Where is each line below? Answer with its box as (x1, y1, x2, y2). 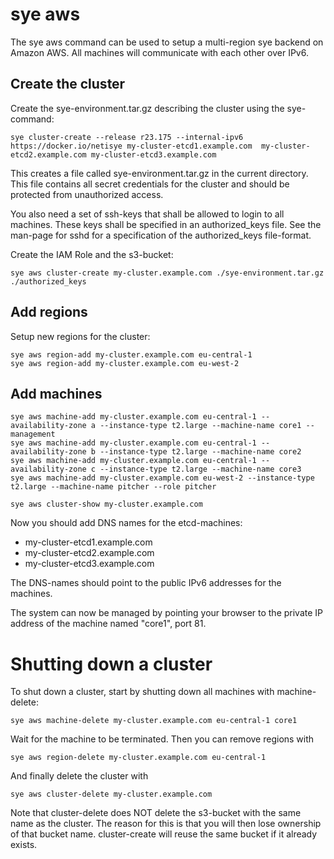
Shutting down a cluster (10, 653, 213, 675)
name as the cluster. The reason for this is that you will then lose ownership (10, 818, 322, 830)
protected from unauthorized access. (10, 188, 164, 200)
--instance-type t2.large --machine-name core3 (99, 464, 302, 475)
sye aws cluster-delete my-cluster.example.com (10, 789, 213, 800)
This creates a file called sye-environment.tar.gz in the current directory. (10, 167, 309, 179)
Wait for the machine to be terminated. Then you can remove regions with (10, 733, 315, 745)
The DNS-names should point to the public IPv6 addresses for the (10, 577, 282, 589)
